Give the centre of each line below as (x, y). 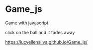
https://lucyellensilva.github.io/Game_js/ (46, 42)
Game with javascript (27, 23)
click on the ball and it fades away (40, 32)
